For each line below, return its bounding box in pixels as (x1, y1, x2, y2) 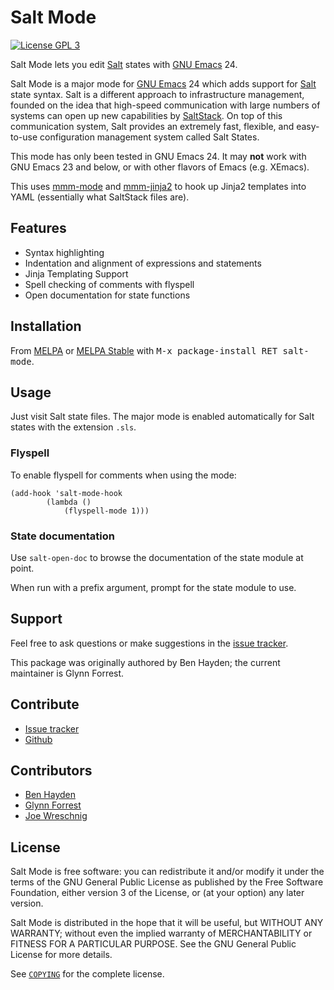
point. (10, 562, 35, 574)
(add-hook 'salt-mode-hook (10, 488, 123, 498)
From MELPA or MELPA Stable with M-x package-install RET (10, 344, 278, 356)
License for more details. (10, 949, 113, 961)
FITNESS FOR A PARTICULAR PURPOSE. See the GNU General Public (10, 938, 297, 950)
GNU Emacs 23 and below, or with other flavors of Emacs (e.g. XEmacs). (10, 161, 310, 173)
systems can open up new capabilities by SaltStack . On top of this (10, 109, 283, 121)
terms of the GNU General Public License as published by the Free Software (10, 876, 324, 888)
